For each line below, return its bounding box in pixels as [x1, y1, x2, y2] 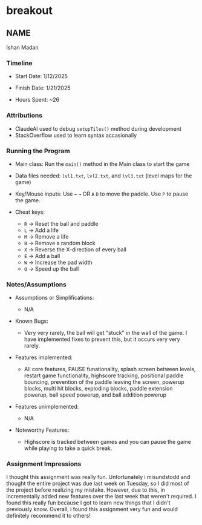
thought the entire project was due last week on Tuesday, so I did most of [6, 480, 189, 487]
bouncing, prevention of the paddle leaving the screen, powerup [24, 378, 184, 386]
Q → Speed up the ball [24, 265, 79, 272]
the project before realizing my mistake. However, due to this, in [6, 486, 165, 494]
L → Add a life [24, 226, 59, 234]
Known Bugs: [15, 317, 48, 325]
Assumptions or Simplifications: [15, 294, 94, 302]
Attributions [6, 111, 43, 120]
